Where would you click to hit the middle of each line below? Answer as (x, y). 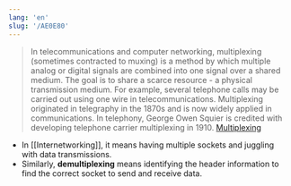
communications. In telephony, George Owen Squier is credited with (156, 118)
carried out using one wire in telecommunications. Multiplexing (147, 98)
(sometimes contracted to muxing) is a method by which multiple (150, 61)
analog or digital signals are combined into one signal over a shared (155, 70)
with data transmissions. (66, 154)
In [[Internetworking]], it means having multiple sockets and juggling (148, 145)
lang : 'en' (29, 17)
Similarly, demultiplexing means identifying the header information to (150, 164)
